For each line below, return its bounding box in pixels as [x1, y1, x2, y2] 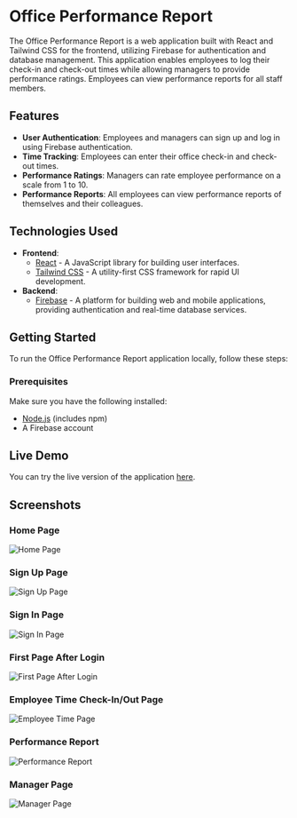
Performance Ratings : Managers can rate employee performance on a [21, 170, 281, 180]
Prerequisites [9, 376, 68, 388]
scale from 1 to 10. [21, 179, 89, 190]
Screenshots [9, 497, 82, 512]
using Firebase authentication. [21, 141, 133, 152]
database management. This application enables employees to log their [9, 54, 270, 65]
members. [9, 83, 47, 93]
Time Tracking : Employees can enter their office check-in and [21, 151, 250, 162]
